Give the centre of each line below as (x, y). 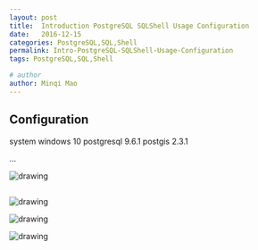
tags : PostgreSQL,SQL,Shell (62, 59)
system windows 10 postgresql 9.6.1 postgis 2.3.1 (99, 141)
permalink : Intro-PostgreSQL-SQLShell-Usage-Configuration (121, 51)
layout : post (33, 17)
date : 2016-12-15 (46, 34)
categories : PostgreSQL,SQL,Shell (74, 42)
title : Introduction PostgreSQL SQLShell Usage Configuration (129, 26)
